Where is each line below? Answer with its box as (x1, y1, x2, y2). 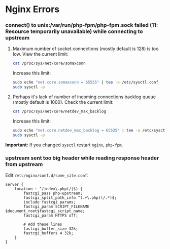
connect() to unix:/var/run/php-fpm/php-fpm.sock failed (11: (5, 22, 158, 29)
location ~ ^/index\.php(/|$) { (14, 186, 83, 192)
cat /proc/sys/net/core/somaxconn (12, 61, 86, 66)
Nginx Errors (5, 4, 60, 15)
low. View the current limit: (12, 51, 69, 57)
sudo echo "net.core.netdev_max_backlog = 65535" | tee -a (12, 128, 141, 133)
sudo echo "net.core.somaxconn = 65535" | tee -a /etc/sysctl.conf (12, 80, 159, 85)
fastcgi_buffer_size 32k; (23, 226, 79, 231)
